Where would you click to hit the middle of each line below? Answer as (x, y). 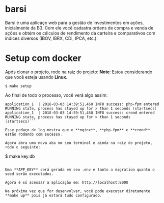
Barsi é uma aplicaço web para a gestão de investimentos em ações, (74, 23)
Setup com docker (43, 58)
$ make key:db (20, 156)
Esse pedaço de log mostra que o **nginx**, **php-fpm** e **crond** (78, 130)
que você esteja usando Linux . (36, 77)
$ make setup (18, 86)
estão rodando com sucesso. (34, 134)
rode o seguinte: (23, 147)
